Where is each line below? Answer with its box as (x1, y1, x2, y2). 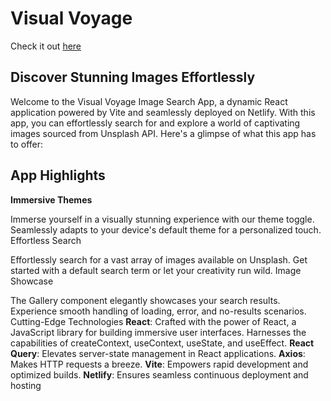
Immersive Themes (10, 193, 93, 206)
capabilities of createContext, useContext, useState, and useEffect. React (10, 337, 315, 349)
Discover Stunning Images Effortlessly (10, 69, 256, 86)
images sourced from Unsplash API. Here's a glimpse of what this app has (10, 127, 317, 139)
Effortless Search (10, 234, 82, 246)
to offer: (10, 138, 44, 150)
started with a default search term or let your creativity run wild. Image (10, 264, 302, 276)
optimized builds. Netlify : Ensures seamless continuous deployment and (10, 368, 309, 381)
